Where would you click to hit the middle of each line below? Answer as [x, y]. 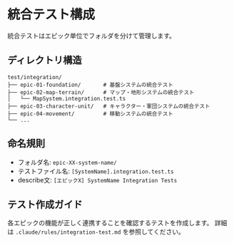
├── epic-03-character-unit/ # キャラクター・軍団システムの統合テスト [109, 106]
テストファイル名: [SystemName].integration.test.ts [96, 171]
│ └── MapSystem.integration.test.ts [67, 98]
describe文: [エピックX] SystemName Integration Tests [97, 180]
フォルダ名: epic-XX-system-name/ [67, 162]
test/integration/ [35, 77]
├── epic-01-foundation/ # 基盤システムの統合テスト [90, 85]
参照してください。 [157, 232]
